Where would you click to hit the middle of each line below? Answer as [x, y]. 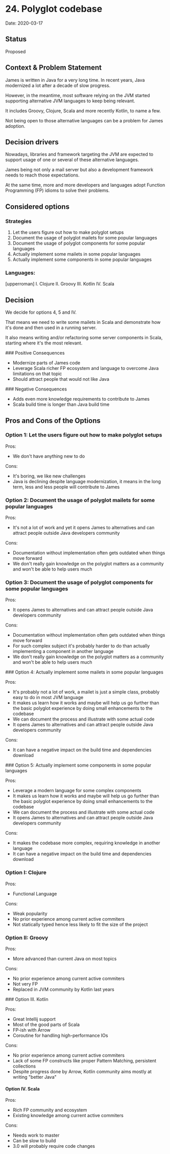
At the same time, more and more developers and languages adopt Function [85, 185]
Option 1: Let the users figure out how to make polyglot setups [84, 435]
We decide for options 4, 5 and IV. [41, 312]
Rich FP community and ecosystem [50, 1110]
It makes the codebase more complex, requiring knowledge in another [87, 843]
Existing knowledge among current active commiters [68, 1116]
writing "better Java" [35, 1077]
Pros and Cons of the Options [53, 420]
